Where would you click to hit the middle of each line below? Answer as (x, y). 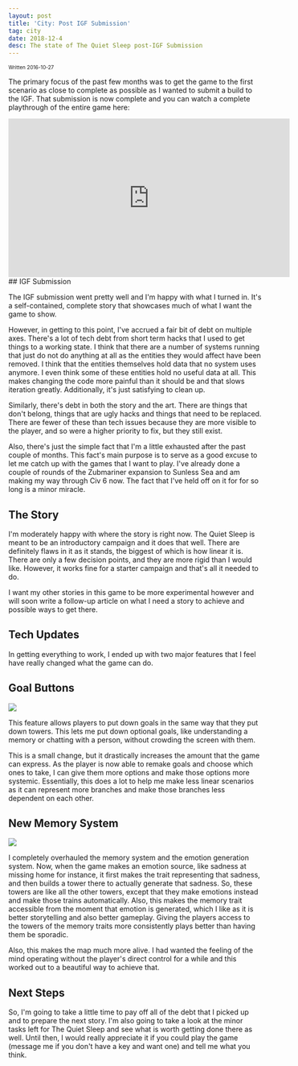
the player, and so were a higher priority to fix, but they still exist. (116, 431)
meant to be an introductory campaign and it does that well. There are (124, 542)
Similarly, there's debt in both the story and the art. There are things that (128, 405)
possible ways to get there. (53, 609)
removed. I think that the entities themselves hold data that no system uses (133, 364)
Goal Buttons (41, 688)
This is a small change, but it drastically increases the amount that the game (134, 755)
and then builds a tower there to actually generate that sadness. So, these (131, 883)
